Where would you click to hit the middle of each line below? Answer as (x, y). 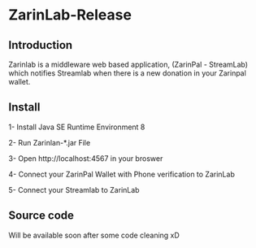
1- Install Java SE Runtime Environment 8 (77, 127)
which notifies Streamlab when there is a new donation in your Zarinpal (127, 73)
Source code (41, 216)
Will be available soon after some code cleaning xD (94, 235)
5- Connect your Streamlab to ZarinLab (74, 189)
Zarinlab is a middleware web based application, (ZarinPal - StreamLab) (128, 64)
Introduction (41, 45)
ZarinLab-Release (70, 15)
